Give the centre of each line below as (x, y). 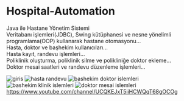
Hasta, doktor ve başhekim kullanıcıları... (57, 47)
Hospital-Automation (61, 11)
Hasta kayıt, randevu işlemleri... (46, 54)
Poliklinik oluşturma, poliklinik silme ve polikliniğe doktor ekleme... (89, 60)
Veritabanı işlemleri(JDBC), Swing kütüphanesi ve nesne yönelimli (89, 34)
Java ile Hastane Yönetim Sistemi (48, 28)
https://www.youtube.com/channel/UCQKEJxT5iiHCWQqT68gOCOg (92, 91)
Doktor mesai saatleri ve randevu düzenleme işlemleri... (76, 67)
